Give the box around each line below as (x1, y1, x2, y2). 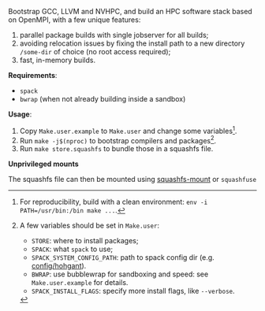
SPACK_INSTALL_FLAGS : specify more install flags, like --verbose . (31, 287, 235, 296)
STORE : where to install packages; (31, 236, 139, 246)
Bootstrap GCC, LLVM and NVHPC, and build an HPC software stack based (8, 7, 252, 16)
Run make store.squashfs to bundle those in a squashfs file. (19, 144, 214, 154)
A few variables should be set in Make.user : (19, 220, 160, 231)
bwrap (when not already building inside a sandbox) (19, 94, 186, 103)
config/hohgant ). (31, 261, 87, 271)
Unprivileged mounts (8, 159, 79, 168)
